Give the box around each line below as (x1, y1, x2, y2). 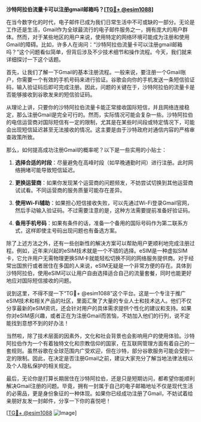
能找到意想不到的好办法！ (6, 320, 69, 326)
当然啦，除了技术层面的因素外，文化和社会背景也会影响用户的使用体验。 (6, 332, 184, 340)
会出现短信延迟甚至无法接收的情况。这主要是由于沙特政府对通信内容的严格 (6, 126, 190, 133)
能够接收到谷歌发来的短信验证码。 (11, 91, 96, 98)
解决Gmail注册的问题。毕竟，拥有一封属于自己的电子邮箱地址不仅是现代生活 (6, 383, 193, 389)
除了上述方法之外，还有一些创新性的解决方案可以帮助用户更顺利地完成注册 (6, 240, 190, 247)
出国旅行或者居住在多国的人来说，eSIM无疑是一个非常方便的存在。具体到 (11, 262, 192, 269)
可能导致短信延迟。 (31, 167, 78, 173)
